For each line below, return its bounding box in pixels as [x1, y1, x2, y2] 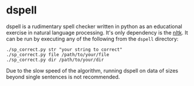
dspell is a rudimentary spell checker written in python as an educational [6, 23, 183, 30]
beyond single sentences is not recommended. [6, 73, 120, 80]
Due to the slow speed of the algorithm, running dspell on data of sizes [6, 67, 179, 74]
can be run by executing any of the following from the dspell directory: [6, 35, 179, 42]
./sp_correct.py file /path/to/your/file [6, 51, 110, 57]
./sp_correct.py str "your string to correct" [6, 46, 123, 53]
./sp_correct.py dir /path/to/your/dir [6, 57, 104, 63]
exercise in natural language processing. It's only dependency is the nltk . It [6, 29, 189, 36]
